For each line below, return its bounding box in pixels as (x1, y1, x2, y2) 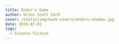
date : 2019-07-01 (5, 21, 42, 27)
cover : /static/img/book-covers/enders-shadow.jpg (5, 17, 114, 22)
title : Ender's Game (5, 7, 49, 13)
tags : (5, 26, 17, 31)
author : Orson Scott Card (5, 12, 60, 17)
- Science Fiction (10, 31, 49, 36)
